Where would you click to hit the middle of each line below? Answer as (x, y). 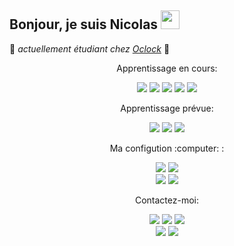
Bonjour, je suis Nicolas (84, 24)
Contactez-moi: (167, 200)
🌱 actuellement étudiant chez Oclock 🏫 (90, 48)
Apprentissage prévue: (167, 108)
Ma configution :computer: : (167, 148)
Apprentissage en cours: (167, 68)
